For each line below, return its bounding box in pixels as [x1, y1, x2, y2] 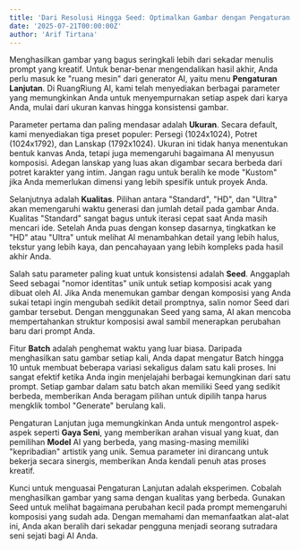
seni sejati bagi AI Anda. [9, 530, 99, 541]
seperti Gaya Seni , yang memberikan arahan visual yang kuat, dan [33, 427, 279, 438]
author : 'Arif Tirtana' [9, 30, 99, 39]
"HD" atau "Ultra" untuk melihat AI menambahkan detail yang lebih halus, [9, 232, 279, 243]
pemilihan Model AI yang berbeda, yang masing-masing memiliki [9, 437, 249, 448]
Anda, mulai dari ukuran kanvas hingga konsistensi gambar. [9, 102, 229, 113]
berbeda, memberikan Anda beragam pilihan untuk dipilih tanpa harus [9, 391, 267, 402]
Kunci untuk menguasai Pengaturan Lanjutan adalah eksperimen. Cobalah [9, 483, 282, 493]
